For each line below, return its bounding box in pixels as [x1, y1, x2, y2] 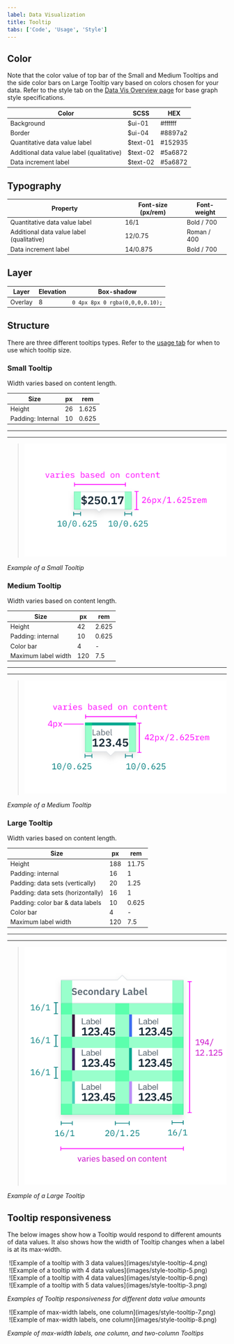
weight [194, 208, 216, 216]
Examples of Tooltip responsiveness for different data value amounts [7, 1294, 206, 1303]
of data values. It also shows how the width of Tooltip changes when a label [7, 1238, 225, 1246]
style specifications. [7, 94, 65, 102]
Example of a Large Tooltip [7, 1192, 85, 1200]
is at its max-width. [7, 1246, 62, 1254]
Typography [7, 180, 61, 192]
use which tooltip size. [7, 345, 72, 354]
